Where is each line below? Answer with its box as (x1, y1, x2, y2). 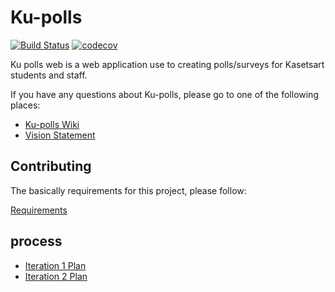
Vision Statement (24, 129, 96, 141)
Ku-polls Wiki (24, 118, 80, 130)
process (10, 233, 63, 250)
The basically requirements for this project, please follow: (10, 184, 247, 196)
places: (10, 99, 41, 111)
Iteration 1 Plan (24, 259, 87, 271)
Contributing (10, 158, 92, 175)
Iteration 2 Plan (24, 270, 88, 282)
